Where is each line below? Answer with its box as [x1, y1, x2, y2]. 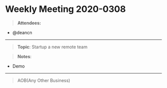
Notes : [17, 53, 32, 59]
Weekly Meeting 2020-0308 [5, 3, 126, 15]
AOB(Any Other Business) [17, 77, 71, 83]
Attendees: [17, 20, 41, 26]
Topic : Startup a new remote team [17, 44, 88, 50]
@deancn [12, 29, 32, 35]
